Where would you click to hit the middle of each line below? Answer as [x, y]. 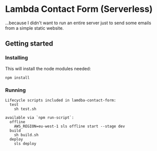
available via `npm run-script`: [40, 117]
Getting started [29, 44]
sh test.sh [25, 109]
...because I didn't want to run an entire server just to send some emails [78, 23]
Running [16, 90]
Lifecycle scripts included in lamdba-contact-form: [61, 100]
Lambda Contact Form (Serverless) [79, 9]
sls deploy [25, 144]
